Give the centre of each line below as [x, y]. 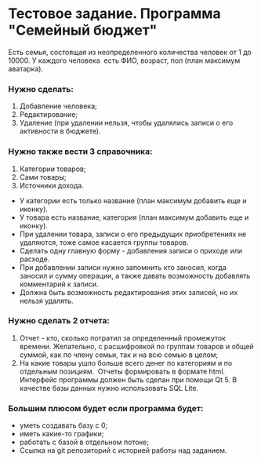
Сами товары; [43, 177]
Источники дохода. [51, 185]
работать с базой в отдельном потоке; [84, 442]
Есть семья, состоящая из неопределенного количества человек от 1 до [130, 52]
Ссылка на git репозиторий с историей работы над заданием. [123, 450]
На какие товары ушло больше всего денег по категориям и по [126, 363]
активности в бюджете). [60, 131]
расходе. [34, 259]
